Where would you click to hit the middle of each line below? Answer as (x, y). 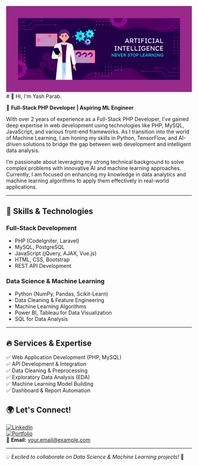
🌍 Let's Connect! (39, 410)
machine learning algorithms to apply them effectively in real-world (88, 181)
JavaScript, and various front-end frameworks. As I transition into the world (98, 132)
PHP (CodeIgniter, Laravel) (47, 241)
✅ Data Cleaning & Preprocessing (47, 370)
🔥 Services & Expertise (49, 343)
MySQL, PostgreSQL (39, 247)
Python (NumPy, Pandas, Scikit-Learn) (61, 294)
